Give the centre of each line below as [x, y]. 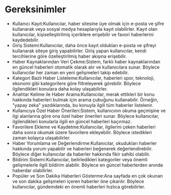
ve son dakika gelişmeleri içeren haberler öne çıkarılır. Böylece [78, 181]
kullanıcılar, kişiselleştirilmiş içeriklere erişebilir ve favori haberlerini [83, 34]
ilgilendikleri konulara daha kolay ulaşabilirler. [60, 89]
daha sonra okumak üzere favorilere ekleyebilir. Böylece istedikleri [82, 132]
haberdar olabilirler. [33, 170]
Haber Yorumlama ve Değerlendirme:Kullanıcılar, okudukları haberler [84, 143]
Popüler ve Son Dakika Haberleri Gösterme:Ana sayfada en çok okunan [88, 176]
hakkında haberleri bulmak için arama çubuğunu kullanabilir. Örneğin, [85, 100]
